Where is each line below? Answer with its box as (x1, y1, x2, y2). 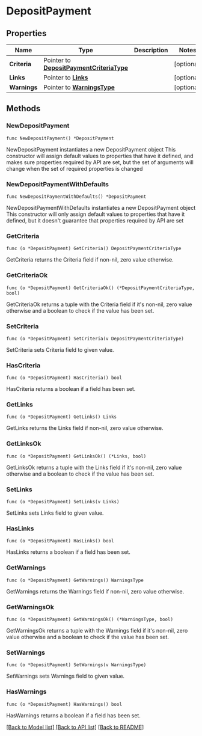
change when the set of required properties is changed (6, 165, 143, 172)
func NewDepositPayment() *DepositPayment (6, 135, 114, 141)
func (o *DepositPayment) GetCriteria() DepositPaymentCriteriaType (6, 245, 182, 252)
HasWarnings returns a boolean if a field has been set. (6, 711, 141, 719)
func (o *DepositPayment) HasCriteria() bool (6, 375, 122, 381)
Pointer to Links (43, 73, 88, 82)
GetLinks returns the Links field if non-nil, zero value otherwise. (6, 425, 164, 432)
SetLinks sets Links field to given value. (6, 509, 104, 517)
